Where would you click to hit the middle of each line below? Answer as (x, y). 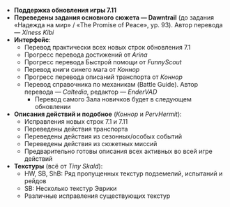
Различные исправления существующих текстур (97, 196)
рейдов (35, 181)
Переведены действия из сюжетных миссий (91, 144)
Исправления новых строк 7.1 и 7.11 (76, 121)
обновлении (53, 107)
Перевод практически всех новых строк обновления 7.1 (107, 47)
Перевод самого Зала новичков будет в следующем (113, 99)
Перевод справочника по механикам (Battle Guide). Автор (111, 84)
